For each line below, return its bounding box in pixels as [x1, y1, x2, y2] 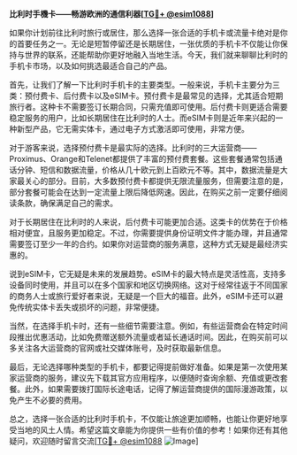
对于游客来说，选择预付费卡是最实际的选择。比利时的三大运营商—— [9, 143, 257, 153]
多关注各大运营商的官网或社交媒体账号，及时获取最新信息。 [9, 343, 226, 353]
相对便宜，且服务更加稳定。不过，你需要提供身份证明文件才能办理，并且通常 [9, 227, 288, 238]
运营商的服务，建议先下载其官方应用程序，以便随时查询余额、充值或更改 [16, 373, 280, 383]
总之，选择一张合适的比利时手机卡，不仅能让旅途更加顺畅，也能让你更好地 [9, 413, 280, 424]
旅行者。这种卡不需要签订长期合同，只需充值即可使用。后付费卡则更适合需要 [9, 102, 288, 112]
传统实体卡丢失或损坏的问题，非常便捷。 [16, 302, 164, 312]
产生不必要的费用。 [16, 395, 87, 405]
